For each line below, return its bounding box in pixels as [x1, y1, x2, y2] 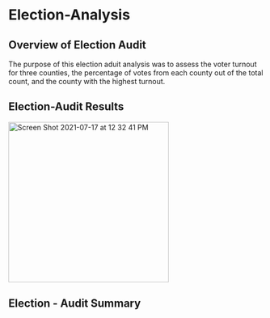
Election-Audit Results [8, 100, 124, 114]
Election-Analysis [8, 6, 131, 24]
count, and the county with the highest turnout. [8, 77, 166, 86]
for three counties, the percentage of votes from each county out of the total [8, 68, 264, 78]
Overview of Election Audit [8, 38, 147, 52]
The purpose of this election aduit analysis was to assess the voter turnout [8, 59, 257, 69]
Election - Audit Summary [8, 297, 141, 311]
